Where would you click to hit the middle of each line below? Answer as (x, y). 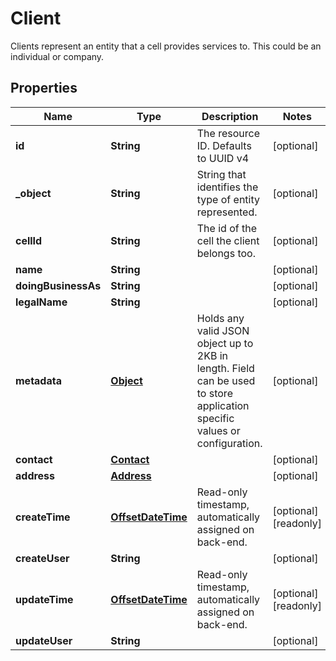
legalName (41, 302)
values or (218, 430)
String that (221, 174)
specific (215, 418)
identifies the (227, 187)
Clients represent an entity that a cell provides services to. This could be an (166, 46)
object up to (225, 343)
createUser (42, 558)
